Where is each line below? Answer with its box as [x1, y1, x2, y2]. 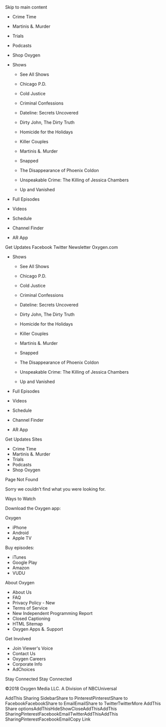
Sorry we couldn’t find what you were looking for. [5, 486, 106, 492]
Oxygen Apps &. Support [12, 626, 63, 632]
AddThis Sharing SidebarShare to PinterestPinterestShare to [5, 695, 128, 701]
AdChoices [12, 667, 35, 672]
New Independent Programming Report [12, 611, 93, 616]
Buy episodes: [5, 545, 35, 551]
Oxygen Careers [12, 656, 46, 662]
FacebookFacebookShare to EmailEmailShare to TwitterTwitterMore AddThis [5, 701, 161, 706]
